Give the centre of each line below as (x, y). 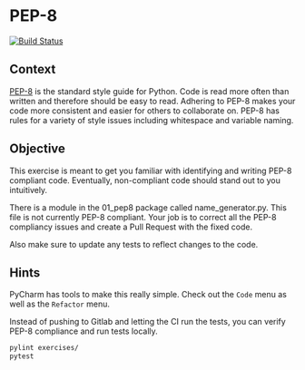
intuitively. (29, 190)
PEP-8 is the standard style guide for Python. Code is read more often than (149, 91)
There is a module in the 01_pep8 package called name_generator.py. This (148, 207)
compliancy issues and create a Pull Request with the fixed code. (131, 227)
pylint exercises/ (44, 348)
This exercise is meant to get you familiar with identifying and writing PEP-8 (151, 170)
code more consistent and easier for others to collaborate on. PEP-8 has (144, 111)
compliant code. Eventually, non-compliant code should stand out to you (145, 180)
